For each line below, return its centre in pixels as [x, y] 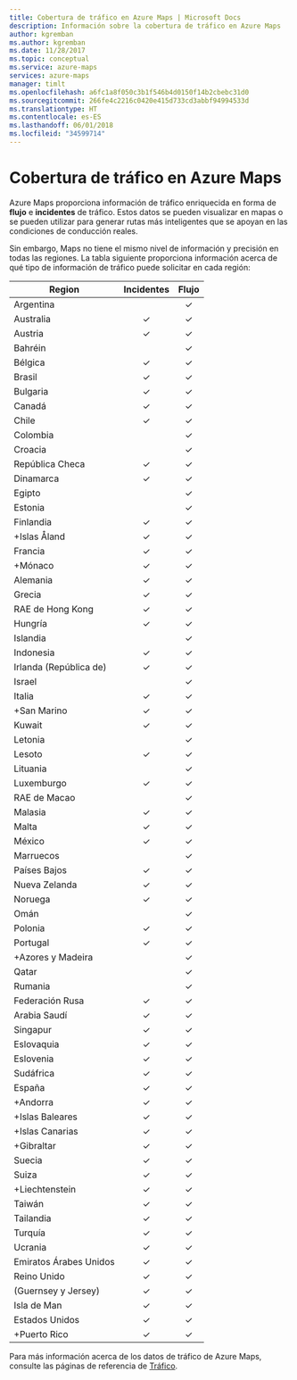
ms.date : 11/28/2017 [48, 51]
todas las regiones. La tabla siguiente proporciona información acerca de [144, 258]
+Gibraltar [35, 1145]
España [29, 1087]
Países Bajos [40, 869]
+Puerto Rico [41, 1334]
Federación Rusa [49, 1001]
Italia [24, 695]
